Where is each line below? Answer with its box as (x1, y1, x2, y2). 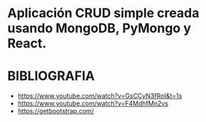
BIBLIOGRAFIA (7, 68, 95, 84)
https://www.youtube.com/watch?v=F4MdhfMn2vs (17, 99, 169, 108)
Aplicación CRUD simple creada (7, 5, 200, 21)
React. (7, 36, 47, 51)
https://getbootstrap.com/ (17, 107, 94, 116)
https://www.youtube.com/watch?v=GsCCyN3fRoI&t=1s (17, 91, 182, 101)
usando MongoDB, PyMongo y (7, 20, 191, 36)
